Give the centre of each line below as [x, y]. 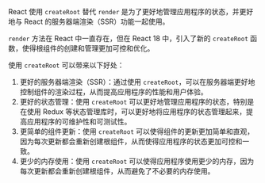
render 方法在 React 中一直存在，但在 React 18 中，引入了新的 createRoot [128, 38]
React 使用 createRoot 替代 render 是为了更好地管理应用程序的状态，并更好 [131, 11]
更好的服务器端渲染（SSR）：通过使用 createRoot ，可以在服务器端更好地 [137, 82]
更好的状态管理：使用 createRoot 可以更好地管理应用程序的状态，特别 [133, 102]
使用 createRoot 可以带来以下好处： [66, 65]
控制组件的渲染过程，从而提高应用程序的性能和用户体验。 [113, 92]
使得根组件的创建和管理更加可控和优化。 [88, 48]
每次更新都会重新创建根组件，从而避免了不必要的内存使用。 [117, 171]
